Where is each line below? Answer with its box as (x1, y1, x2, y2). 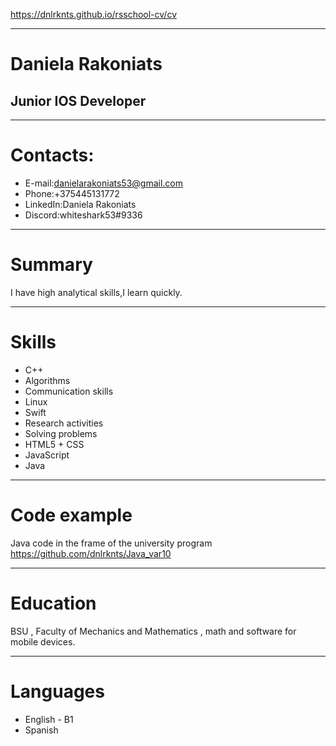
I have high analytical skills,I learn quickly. (10, 286, 183, 298)
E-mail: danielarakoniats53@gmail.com (24, 177, 184, 189)
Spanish (24, 724, 59, 736)
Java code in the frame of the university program (10, 537, 213, 549)
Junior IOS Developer (10, 92, 147, 109)
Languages (10, 680, 105, 703)
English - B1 (24, 713, 74, 725)
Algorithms (24, 374, 71, 386)
